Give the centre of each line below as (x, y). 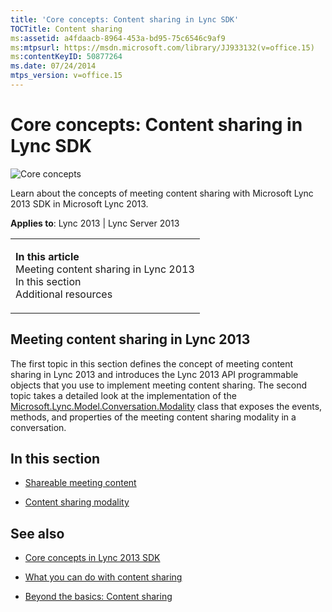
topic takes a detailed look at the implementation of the (123, 395)
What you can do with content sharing (103, 577)
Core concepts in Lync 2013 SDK (92, 558)
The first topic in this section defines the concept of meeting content (152, 363)
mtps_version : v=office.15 (66, 76)
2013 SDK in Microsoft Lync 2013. (79, 203)
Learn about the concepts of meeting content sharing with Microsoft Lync (162, 193)
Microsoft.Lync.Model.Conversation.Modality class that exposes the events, (166, 406)
